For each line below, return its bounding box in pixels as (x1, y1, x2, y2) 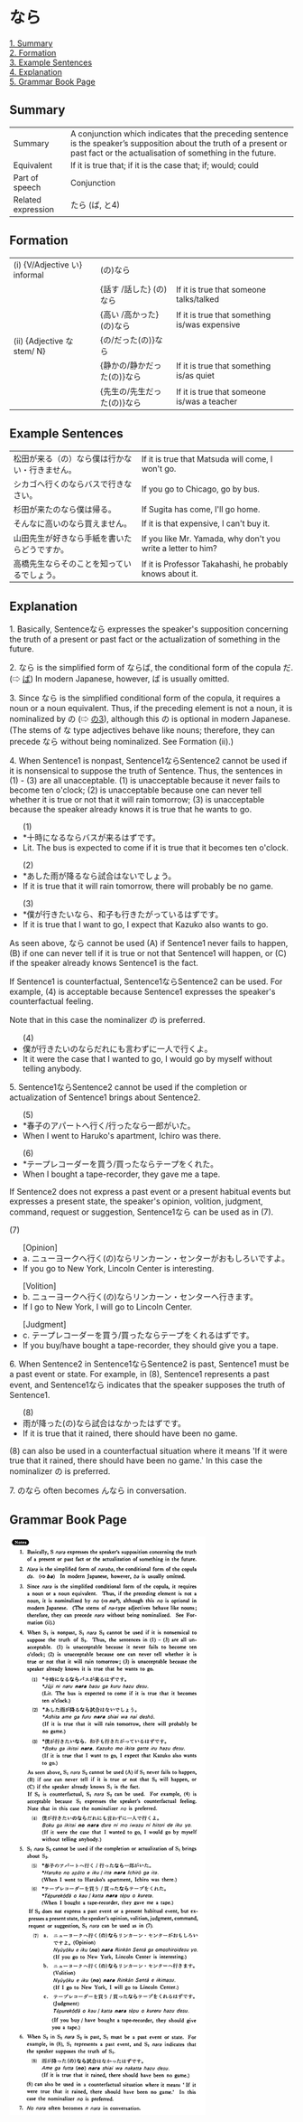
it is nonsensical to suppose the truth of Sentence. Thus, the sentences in (9, 765, 283, 776)
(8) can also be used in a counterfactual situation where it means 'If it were (9, 1446, 288, 1457)
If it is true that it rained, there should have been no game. (22, 1428, 238, 1439)
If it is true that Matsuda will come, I (141, 453, 273, 465)
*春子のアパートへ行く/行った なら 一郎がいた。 (22, 1121, 196, 1131)
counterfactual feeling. (9, 996, 94, 1007)
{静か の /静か (100, 360, 146, 371)
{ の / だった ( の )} (100, 334, 155, 345)
